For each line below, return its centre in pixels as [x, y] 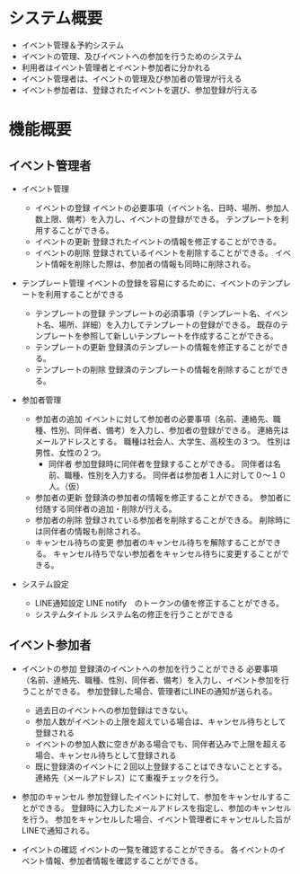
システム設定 [45, 584]
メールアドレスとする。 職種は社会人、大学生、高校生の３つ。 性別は [163, 441]
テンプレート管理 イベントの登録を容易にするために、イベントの [141, 283]
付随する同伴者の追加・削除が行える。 [106, 508]
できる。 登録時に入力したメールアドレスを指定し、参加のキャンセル [164, 808]
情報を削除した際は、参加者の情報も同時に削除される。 [153, 264]
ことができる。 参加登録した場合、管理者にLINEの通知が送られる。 [153, 691]
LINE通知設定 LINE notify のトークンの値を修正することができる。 [159, 603]
